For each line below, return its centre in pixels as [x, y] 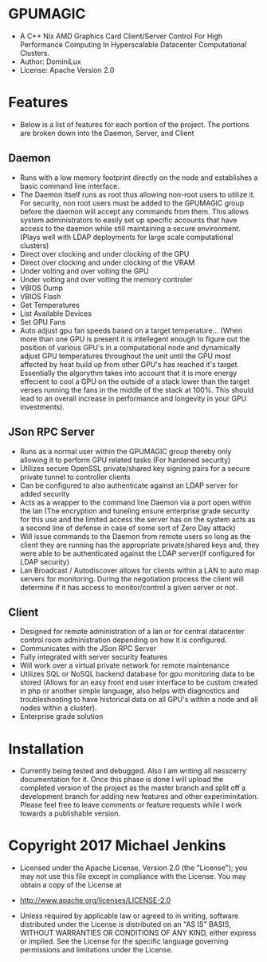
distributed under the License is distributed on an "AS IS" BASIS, [126, 924]
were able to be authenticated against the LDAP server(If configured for [137, 553]
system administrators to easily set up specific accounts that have [128, 220]
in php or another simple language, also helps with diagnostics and [130, 691]
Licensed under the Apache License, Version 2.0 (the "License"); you [133, 868]
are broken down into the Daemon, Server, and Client [107, 133]
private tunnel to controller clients [75, 477]
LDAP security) [45, 561]
